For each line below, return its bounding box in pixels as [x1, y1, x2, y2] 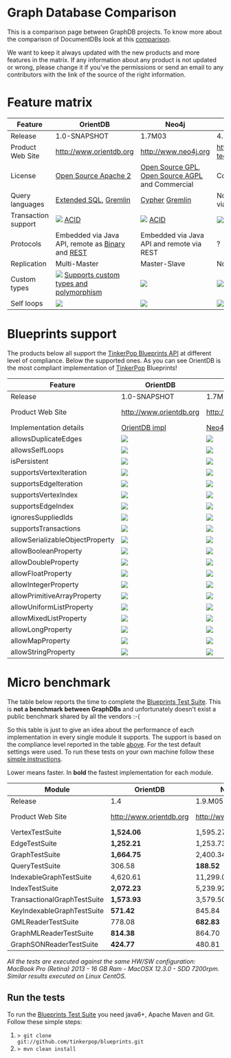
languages [10, 199, 45, 208]
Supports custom [64, 270, 120, 280]
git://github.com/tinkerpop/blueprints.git [16, 1038, 144, 1045]
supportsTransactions [10, 523, 81, 533]
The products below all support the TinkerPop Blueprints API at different [7, 349, 212, 357]
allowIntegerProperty [10, 580, 79, 589]
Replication [10, 259, 47, 268]
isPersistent [10, 456, 49, 466]
